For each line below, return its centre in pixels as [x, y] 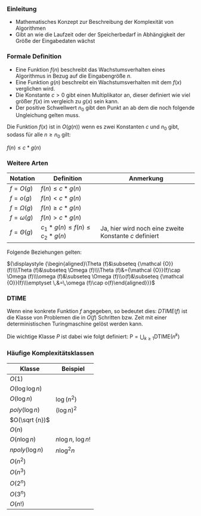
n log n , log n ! [73, 440]
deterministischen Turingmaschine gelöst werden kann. [75, 324]
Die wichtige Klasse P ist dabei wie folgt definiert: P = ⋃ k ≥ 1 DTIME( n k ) [93, 337]
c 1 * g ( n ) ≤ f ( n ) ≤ [66, 228]
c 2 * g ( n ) [54, 236]
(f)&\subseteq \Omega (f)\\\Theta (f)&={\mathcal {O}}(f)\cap [107, 270]
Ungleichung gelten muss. [47, 115]
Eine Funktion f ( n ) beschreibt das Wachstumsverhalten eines [90, 69]
